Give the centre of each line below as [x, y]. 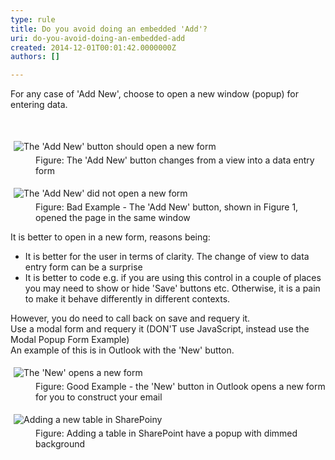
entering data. [39, 105]
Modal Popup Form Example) [70, 340]
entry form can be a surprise [83, 267]
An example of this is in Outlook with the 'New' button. [122, 350]
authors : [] [35, 57]
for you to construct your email [99, 397]
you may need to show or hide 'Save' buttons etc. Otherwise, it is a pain [172, 288]
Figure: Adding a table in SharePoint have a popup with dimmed [166, 433]
